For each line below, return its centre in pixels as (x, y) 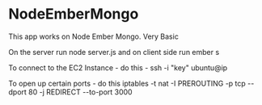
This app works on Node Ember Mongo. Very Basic (94, 36)
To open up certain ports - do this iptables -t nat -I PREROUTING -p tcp (127, 83)
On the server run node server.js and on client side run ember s (114, 52)
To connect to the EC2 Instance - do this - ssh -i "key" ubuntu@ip (118, 67)
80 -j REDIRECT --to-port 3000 (80, 92)
